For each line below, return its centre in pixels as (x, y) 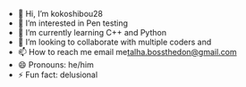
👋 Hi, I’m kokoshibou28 (60, 14)
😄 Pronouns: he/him (55, 65)
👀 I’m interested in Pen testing (72, 23)
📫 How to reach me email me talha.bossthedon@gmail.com (127, 52)
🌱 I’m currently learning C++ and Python (92, 32)
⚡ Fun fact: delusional (58, 75)
